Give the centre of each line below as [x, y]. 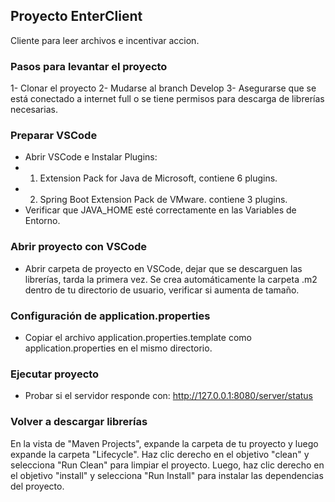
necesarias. [34, 110]
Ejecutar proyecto [55, 374]
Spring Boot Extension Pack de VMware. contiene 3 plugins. [163, 200]
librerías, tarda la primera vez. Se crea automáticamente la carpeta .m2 [171, 279]
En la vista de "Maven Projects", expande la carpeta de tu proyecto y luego [164, 443]
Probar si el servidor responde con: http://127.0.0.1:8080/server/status [168, 396]
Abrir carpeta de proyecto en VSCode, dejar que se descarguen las [163, 268]
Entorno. [42, 221]
